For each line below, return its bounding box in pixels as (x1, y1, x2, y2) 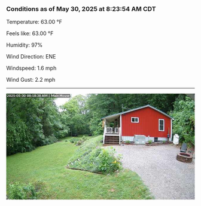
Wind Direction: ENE (6, 53, 56, 60)
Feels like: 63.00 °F (6, 30, 54, 37)
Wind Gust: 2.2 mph (6, 76, 56, 84)
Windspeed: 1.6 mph (6, 64, 57, 72)
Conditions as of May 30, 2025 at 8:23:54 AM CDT (6, 5, 157, 13)
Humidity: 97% (6, 41, 43, 49)
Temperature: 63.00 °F (6, 19, 63, 26)
